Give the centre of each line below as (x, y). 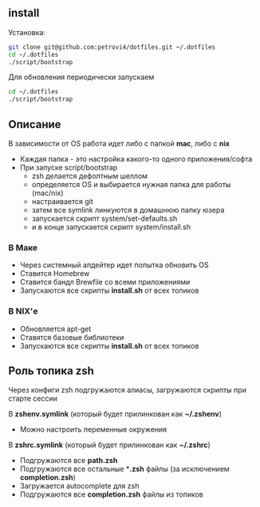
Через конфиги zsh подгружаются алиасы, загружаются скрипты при (128, 390)
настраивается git (62, 202)
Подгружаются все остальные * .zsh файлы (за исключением (124, 469)
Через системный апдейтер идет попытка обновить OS (114, 265)
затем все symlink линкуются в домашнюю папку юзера (128, 210)
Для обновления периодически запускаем (81, 77)
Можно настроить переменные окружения (93, 429)
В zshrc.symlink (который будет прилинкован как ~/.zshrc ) (110, 445)
